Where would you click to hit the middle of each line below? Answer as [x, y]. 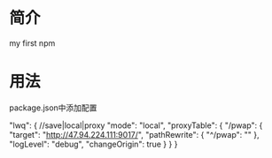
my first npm [32, 43]
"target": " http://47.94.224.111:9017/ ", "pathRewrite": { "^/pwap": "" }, [134, 134]
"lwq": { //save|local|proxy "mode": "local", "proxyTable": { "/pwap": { [136, 125]
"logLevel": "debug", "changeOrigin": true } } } [93, 144]
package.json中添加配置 [53, 108]
